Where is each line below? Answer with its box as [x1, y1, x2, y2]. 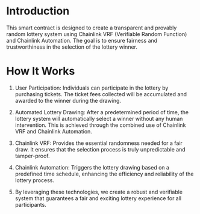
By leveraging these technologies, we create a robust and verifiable [14, 188, 183, 195]
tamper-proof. [14, 152, 50, 159]
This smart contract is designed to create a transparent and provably [6, 24, 177, 31]
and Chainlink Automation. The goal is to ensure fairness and [6, 37, 158, 44]
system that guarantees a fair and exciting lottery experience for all [14, 194, 182, 202]
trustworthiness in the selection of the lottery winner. [6, 43, 137, 50]
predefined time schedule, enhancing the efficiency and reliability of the [14, 170, 194, 177]
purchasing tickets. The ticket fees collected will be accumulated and [14, 90, 187, 97]
